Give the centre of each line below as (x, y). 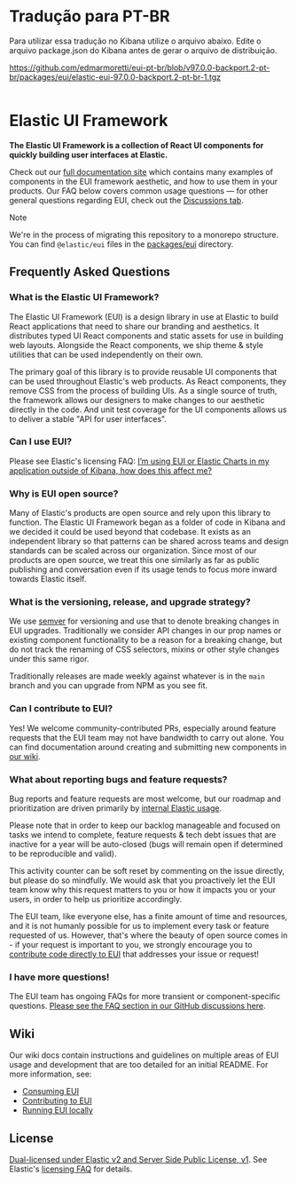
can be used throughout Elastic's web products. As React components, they (148, 381)
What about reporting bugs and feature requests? (118, 779)
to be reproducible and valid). (63, 854)
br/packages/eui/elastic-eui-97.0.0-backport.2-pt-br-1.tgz (115, 76)
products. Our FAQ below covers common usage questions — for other (139, 191)
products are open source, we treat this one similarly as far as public (134, 560)
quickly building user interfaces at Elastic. (89, 155)
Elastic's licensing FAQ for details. (71, 1169)
